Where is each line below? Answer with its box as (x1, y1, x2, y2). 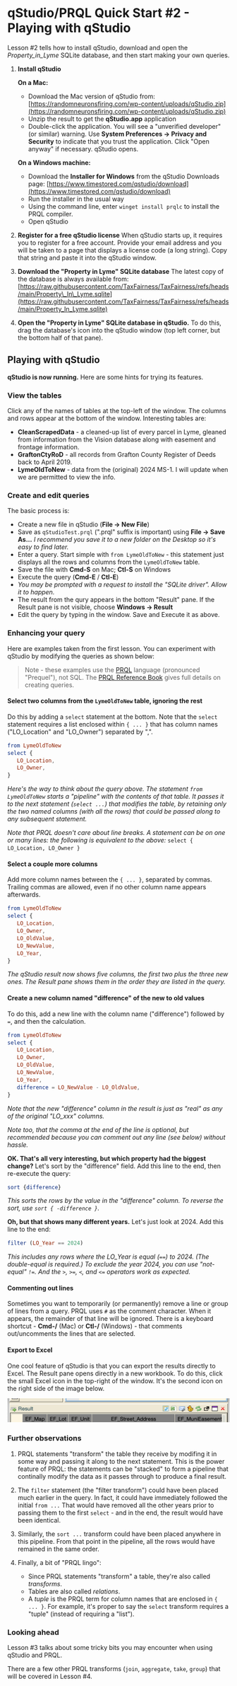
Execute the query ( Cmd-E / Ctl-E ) (17, 573, 119, 582)
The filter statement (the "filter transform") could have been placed (17, 1486, 219, 1494)
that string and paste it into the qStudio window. (17, 253, 157, 262)
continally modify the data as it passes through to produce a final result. (17, 1472, 227, 1480)
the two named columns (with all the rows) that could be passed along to (7, 807, 221, 816)
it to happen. (17, 588, 55, 596)
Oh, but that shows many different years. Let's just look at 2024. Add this (7, 1218, 224, 1226)
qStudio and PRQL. (7, 1651, 62, 1659)
